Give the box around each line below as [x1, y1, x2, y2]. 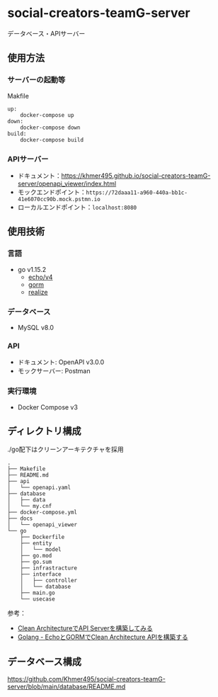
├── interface [20, 571, 62, 578]
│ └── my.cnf [7, 503, 52, 510]
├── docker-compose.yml [7, 509, 78, 516]
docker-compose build [20, 136, 84, 143]
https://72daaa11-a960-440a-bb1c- [86, 189, 188, 196]
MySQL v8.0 [17, 323, 54, 331]
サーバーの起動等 [7, 75, 66, 85]
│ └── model [20, 546, 62, 553]
